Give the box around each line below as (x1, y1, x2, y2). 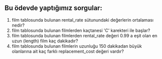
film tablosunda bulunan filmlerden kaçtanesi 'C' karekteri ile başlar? (11, 27, 150, 33)
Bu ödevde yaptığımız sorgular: (4, 4, 103, 12)
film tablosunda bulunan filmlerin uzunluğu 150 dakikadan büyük (11, 43, 142, 49)
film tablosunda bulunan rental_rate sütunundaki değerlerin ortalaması (11, 17, 154, 23)
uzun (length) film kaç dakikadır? (11, 38, 78, 44)
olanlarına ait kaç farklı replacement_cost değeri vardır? (11, 48, 124, 54)
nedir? (11, 22, 25, 28)
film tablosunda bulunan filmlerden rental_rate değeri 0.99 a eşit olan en (11, 32, 158, 38)
